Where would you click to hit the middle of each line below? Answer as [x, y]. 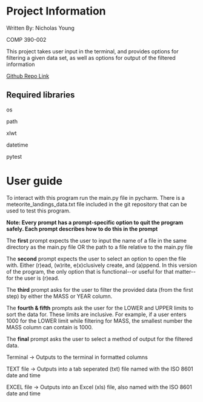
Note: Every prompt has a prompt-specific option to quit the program [95, 222]
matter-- [185, 271]
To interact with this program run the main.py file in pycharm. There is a [95, 197]
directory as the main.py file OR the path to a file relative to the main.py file [99, 247]
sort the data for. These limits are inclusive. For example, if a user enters [96, 314]
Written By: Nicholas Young [40, 28]
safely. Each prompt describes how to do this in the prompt [82, 229]
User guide [34, 181]
